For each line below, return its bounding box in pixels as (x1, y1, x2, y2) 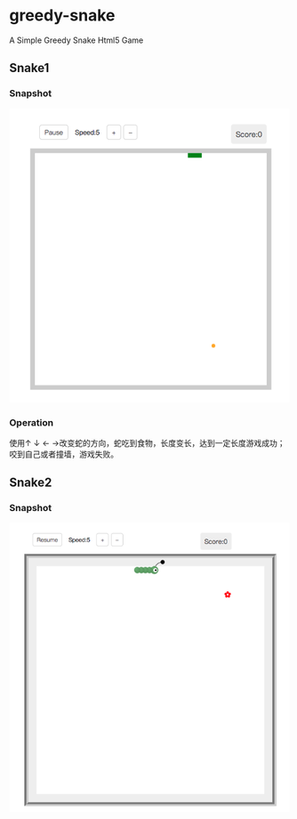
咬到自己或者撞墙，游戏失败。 (9, 449, 118, 459)
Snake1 (9, 61, 50, 76)
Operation (9, 416, 54, 428)
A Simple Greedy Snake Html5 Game (9, 35, 144, 45)
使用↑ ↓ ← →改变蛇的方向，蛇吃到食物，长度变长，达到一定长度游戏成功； (9, 437, 285, 448)
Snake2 (9, 475, 52, 491)
